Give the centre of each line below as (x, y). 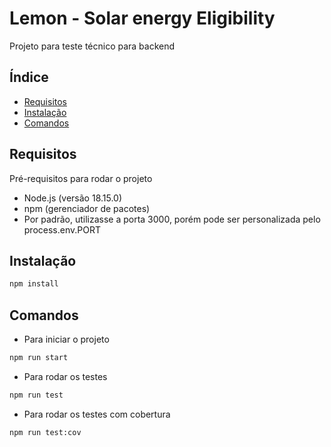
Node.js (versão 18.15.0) (73, 198)
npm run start (39, 358)
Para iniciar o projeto (66, 339)
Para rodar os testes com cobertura (97, 414)
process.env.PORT (62, 229)
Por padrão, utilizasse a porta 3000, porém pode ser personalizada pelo (172, 219)
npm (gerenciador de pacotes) (87, 208)
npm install (34, 284)
